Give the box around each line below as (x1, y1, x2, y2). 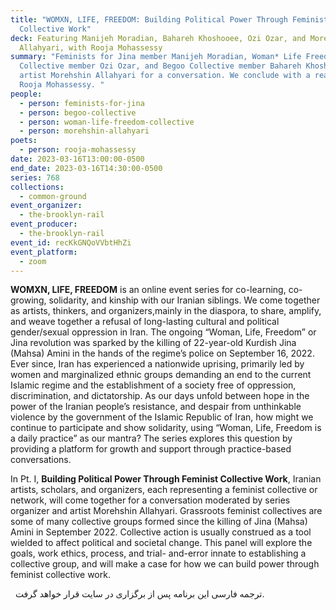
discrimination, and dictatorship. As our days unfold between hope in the (10, 390, 310, 402)
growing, (10, 294, 47, 306)
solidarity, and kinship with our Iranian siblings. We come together (48, 294, 321, 306)
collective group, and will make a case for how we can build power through (10, 558, 320, 570)
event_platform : (10, 247, 78, 257)
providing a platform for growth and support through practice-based (10, 443, 292, 455)
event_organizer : (10, 201, 83, 211)
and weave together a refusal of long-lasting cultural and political (10, 316, 280, 328)
